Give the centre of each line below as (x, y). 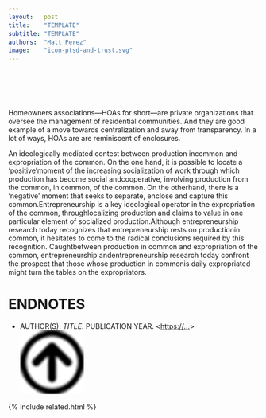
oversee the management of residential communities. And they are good (126, 121)
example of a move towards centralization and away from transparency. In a (132, 130)
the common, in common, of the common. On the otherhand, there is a (124, 188)
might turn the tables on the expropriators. (77, 272)
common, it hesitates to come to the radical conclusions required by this (126, 238)
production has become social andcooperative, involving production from (128, 179)
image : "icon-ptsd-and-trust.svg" (71, 51)
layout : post (33, 17)
